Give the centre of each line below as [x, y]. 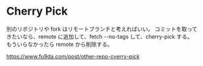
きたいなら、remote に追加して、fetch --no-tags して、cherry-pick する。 [99, 36]
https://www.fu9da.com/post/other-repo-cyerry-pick [73, 56]
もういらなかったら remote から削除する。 [60, 44]
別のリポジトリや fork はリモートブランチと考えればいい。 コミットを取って [102, 29]
